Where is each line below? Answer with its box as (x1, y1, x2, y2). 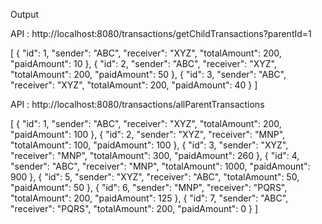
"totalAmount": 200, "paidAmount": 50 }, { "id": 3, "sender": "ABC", (10, 69, 287, 80)
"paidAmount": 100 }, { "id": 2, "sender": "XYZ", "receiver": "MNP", (10, 129, 286, 140)
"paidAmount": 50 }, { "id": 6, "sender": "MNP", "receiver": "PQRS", (10, 182, 288, 193)
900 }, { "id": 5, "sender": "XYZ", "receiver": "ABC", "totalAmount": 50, (10, 171, 300, 183)
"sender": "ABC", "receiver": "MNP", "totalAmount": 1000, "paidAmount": (10, 160, 311, 172)
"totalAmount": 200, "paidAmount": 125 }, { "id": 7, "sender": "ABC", (10, 192, 289, 204)
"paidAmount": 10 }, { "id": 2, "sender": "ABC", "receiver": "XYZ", (10, 58, 278, 69)
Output (10, 9, 39, 20)
